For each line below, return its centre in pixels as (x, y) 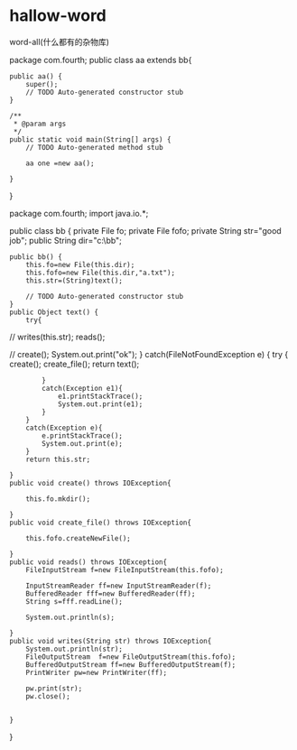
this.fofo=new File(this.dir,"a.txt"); (101, 273)
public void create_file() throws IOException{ (101, 523)
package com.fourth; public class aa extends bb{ (101, 60)
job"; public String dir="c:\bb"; (65, 240)
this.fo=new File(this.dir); (80, 264)
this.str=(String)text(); (74, 281)
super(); (42, 84)
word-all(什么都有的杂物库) (60, 42)
